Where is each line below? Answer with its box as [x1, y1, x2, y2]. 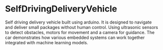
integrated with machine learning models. [5, 39, 89, 45]
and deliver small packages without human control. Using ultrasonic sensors [5, 24, 158, 30]
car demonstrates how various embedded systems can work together [5, 35, 145, 40]
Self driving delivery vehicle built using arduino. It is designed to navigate [5, 19, 152, 25]
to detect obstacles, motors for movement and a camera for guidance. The [5, 29, 155, 35]
